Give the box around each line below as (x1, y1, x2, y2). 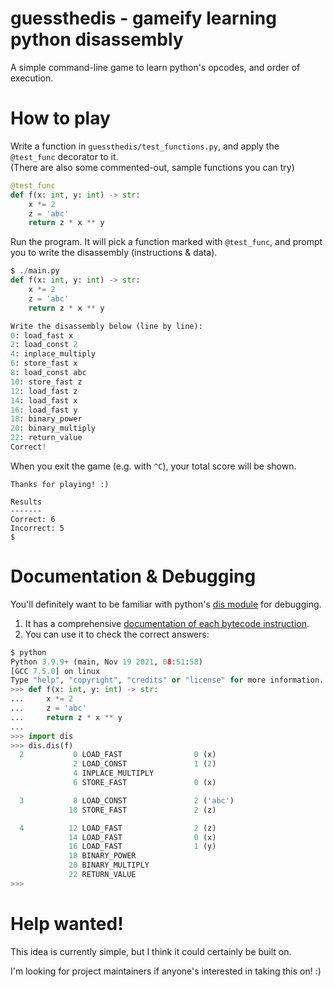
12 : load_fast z (10, 386, 78, 396)
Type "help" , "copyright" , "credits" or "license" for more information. (10, 675, 325, 686)
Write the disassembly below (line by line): (10, 321, 203, 331)
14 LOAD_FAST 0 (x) (68, 832, 217, 842)
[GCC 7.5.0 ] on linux (10, 666, 101, 676)
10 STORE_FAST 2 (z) (68, 805, 217, 815)
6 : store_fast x (10, 358, 78, 369)
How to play (10, 107, 111, 130)
